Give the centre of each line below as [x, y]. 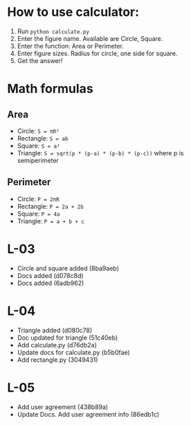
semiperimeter [38, 160]
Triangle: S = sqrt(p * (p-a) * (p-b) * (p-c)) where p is [100, 153]
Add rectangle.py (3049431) [57, 359]
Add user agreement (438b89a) [63, 407]
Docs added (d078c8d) [51, 275]
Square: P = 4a [38, 214]
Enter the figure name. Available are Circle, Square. [90, 38]
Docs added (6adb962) [51, 283]
